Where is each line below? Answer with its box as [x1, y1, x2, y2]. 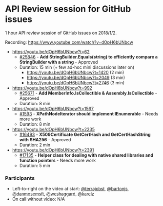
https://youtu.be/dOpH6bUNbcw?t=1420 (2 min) [26, 69, 124, 75]
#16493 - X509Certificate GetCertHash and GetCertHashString [19, 131, 151, 137]
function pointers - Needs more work [19, 157, 96, 163]
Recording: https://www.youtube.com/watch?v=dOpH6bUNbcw [5, 39, 133, 45]
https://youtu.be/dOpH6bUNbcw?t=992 [12, 85, 93, 91]
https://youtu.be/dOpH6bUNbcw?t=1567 [12, 106, 94, 112]
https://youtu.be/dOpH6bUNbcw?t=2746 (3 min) [26, 79, 125, 86]
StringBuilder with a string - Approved [19, 59, 98, 65]
